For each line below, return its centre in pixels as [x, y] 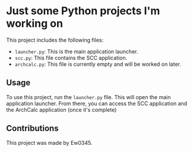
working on [35, 23]
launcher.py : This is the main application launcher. [76, 51]
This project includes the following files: [55, 40]
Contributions [32, 129]
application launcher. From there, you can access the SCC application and [97, 103]
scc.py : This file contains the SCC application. [71, 58]
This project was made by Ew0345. [50, 142]
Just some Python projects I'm [83, 11]
